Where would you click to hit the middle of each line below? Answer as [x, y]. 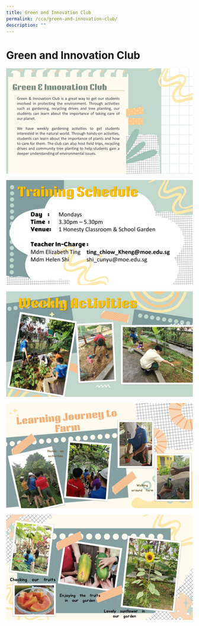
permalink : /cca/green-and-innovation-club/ [62, 19]
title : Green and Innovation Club [49, 12]
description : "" [26, 25]
